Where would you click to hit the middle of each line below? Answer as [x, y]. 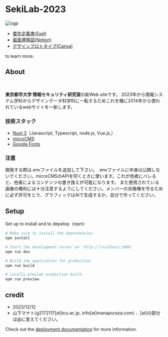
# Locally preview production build [43, 275]
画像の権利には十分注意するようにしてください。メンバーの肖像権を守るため [84, 189]
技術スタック [21, 121]
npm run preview [22, 279]
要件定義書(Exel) [29, 33]
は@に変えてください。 [37, 319]
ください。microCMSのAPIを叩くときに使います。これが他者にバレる [85, 176]
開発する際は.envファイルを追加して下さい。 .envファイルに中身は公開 [78, 170]
